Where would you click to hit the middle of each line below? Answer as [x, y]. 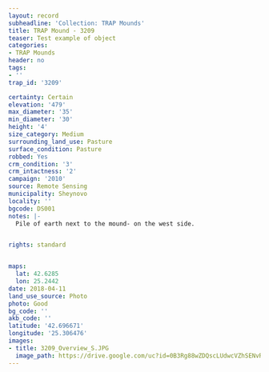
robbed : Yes [28, 157]
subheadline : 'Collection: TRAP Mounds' [77, 23]
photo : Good [28, 304]
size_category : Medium [46, 134]
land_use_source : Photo [48, 296]
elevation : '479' [37, 105]
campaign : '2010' [37, 179]
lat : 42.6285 [37, 274]
